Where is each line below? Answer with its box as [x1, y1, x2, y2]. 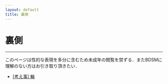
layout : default [5, 7, 39, 12]
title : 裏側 [5, 12, 28, 17]
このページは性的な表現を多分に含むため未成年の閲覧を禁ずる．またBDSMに [5, 57, 162, 63]
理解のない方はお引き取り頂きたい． [5, 63, 80, 69]
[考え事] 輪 [12, 74, 35, 80]
